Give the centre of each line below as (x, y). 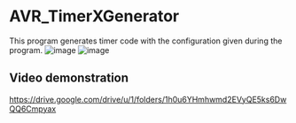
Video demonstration (69, 78)
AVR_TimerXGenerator (94, 16)
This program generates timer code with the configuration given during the (146, 41)
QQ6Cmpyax (33, 109)
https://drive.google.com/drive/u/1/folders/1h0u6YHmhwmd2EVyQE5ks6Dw (148, 99)
